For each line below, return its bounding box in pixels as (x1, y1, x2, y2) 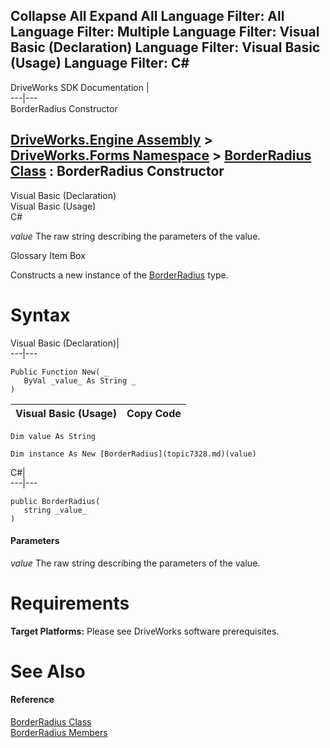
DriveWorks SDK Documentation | (10, 81, 150, 93)
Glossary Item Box (10, 249, 86, 261)
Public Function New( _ (10, 367, 110, 377)
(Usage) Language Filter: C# (10, 55, 190, 72)
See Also (10, 660, 86, 683)
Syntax (10, 304, 71, 326)
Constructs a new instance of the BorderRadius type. (10, 269, 229, 281)
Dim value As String (10, 431, 97, 441)
